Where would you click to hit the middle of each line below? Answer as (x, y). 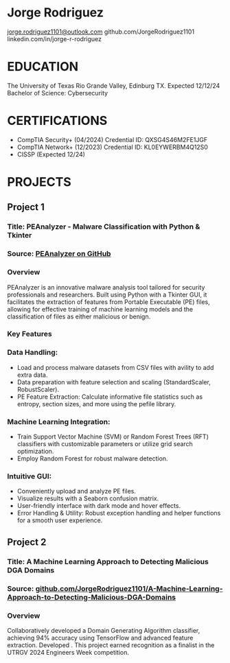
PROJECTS (39, 182)
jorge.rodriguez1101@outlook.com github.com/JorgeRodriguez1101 (101, 32)
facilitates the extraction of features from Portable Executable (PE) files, (109, 302)
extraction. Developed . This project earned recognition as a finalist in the (111, 645)
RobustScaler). (38, 389)
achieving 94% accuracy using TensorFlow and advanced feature (100, 638)
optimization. (35, 452)
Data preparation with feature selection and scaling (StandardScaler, (114, 382)
